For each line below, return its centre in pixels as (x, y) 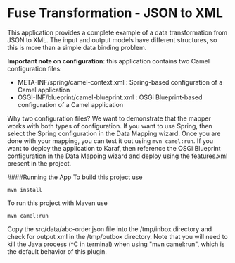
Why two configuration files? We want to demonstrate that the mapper (109, 118)
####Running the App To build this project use (75, 177)
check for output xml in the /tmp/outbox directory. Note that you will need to (118, 236)
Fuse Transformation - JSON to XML (115, 13)
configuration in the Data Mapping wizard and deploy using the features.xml (118, 156)
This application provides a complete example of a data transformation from (118, 32)
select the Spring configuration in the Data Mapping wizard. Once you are (114, 133)
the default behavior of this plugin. (57, 251)
